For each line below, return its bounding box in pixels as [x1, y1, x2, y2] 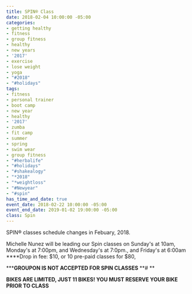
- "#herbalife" [6, 158, 44, 164]
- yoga [6, 69, 22, 75]
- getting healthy [6, 25, 51, 31]
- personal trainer [6, 97, 54, 103]
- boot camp [6, 102, 35, 108]
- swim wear [6, 146, 35, 152]
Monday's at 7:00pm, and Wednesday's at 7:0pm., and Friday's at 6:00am [6, 247, 186, 254]
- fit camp [6, 130, 33, 136]
